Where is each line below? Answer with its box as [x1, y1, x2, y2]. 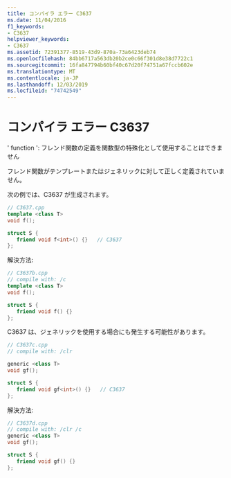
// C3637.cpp [7, 204, 45, 211]
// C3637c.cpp [7, 342, 48, 348]
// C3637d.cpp [7, 420, 48, 427]
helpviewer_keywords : [7, 36, 70, 43]
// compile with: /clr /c [7, 426, 82, 433]
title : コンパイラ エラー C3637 [7, 10, 92, 17]
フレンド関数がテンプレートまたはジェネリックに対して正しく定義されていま [7, 167, 225, 175]
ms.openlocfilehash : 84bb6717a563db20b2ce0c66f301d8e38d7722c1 [7, 55, 194, 62]
